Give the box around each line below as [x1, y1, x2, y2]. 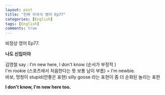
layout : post [5, 7, 33, 12]
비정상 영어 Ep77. [5, 40, 39, 46]
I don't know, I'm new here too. [5, 84, 71, 90]
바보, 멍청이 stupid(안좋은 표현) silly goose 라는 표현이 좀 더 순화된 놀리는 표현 [5, 74, 160, 80]
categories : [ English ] [5, 16, 53, 21]
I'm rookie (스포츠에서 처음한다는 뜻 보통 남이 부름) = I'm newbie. [5, 68, 135, 74]
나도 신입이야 [5, 51, 31, 57]
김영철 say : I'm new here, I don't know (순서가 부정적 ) [5, 61, 117, 67]
